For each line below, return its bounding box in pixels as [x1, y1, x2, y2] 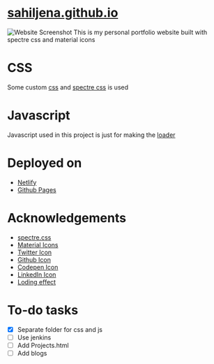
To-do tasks [7, 302, 79, 318]
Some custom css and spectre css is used [7, 82, 129, 92]
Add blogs [17, 349, 47, 357]
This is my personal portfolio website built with [73, 28, 208, 36]
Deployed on [7, 155, 82, 170]
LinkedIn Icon [17, 270, 56, 279]
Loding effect [17, 277, 56, 286]
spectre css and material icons [7, 35, 95, 43]
